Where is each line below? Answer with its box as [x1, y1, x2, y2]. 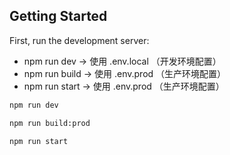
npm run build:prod [9, 118, 91, 128]
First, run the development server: [9, 34, 150, 46]
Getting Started [9, 8, 108, 25]
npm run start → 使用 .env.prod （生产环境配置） [23, 80, 225, 92]
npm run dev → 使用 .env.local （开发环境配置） [23, 55, 222, 67]
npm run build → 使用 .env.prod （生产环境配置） [23, 67, 227, 79]
